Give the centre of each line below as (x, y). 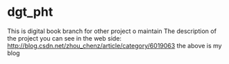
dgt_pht (30, 12)
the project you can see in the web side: (65, 38)
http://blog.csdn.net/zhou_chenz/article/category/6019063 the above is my (114, 45)
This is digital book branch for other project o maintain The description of (112, 31)
